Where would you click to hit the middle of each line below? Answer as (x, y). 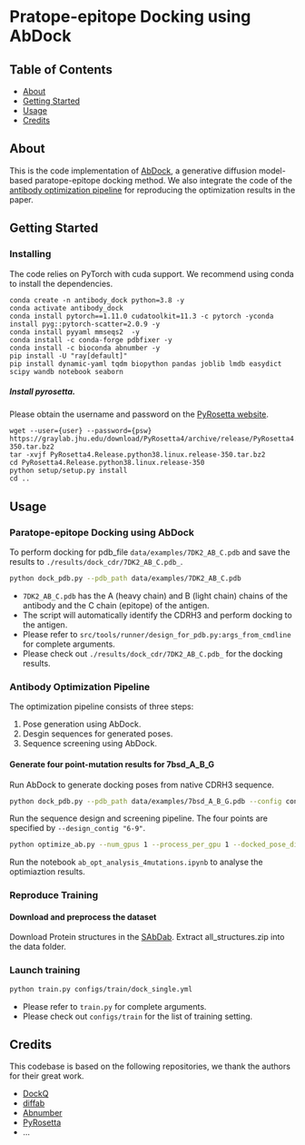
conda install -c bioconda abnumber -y (85, 348)
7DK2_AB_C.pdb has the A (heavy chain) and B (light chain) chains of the (155, 596)
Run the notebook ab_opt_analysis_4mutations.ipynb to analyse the (136, 862)
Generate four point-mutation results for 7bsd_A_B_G (112, 764)
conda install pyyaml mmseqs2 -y (75, 332)
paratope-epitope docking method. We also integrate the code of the (164, 180)
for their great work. (47, 1076)
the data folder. (38, 947)
